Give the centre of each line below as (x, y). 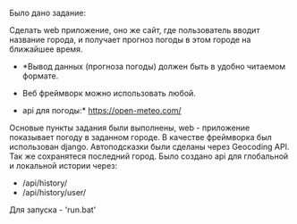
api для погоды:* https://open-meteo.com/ (102, 110)
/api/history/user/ (54, 192)
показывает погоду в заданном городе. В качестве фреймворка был (140, 137)
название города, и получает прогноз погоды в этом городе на (130, 40)
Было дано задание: (48, 13)
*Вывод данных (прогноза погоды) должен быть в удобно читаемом (154, 66)
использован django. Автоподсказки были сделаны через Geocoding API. (149, 147)
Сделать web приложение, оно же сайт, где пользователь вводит (135, 30)
